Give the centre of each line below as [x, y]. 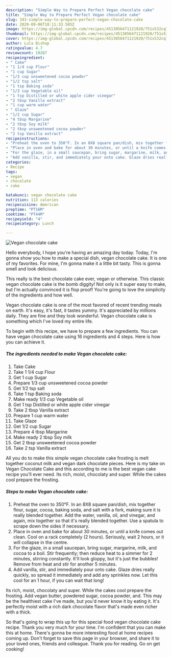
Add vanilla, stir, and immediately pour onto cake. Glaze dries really [84, 570]
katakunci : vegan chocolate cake [41, 195]
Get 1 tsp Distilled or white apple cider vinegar [62, 405]
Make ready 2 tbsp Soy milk [42, 437]
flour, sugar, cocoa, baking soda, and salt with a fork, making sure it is [87, 510]
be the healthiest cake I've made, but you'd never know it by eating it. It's [83, 601]
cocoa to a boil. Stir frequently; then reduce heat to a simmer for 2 [83, 553]
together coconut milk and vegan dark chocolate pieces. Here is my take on [85, 464]
